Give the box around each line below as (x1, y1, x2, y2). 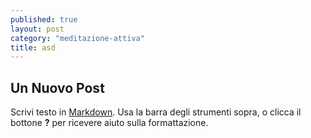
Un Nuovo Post (10, 79, 105, 96)
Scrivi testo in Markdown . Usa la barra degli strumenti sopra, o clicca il (10, 106, 302, 118)
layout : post (10, 24, 65, 34)
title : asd (10, 42, 56, 53)
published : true (10, 14, 78, 25)
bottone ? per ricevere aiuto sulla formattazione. (10, 117, 209, 129)
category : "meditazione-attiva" (10, 33, 145, 43)
